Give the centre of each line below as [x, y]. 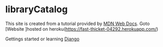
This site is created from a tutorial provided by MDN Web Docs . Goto [77, 24]
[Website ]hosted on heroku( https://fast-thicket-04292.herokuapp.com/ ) [82, 29]
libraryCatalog [37, 9]
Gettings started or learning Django [42, 39]
